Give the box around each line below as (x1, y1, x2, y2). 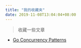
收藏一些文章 (17, 26, 45, 33)
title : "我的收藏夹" (5, 7, 45, 13)
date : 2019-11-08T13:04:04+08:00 (5, 12, 76, 17)
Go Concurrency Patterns (12, 36, 67, 43)
